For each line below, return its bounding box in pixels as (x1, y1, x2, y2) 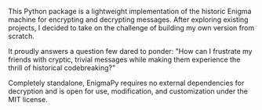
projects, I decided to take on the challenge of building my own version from (8, 23, 255, 32)
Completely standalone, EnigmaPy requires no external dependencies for (8, 78, 245, 87)
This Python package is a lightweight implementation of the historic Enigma (8, 7, 252, 16)
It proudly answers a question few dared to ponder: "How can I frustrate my (8, 47, 253, 55)
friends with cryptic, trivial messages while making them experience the (8, 55, 241, 64)
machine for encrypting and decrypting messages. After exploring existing (8, 15, 249, 24)
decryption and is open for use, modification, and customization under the (8, 87, 249, 96)
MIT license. (8, 95, 49, 104)
